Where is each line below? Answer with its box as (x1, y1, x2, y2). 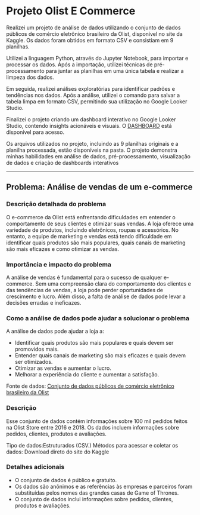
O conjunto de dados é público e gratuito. (14, 476, 117, 483)
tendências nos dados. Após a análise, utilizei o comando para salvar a (6, 91, 180, 99)
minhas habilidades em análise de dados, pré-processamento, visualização (6, 152, 190, 160)
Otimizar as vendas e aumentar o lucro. (14, 364, 112, 372)
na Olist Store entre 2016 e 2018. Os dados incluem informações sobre (6, 424, 180, 431)
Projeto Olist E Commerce (6, 4, 136, 18)
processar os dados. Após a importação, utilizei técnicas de (6, 61, 153, 68)
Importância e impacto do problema (6, 260, 112, 268)
